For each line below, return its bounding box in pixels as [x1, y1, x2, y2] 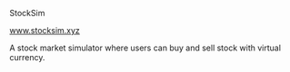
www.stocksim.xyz [9, 25, 80, 35]
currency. [9, 52, 45, 62]
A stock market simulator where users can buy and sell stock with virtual [9, 42, 282, 53]
